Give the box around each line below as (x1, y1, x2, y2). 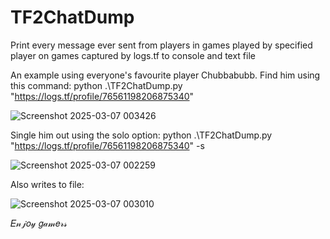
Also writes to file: (10, 178, 85, 190)
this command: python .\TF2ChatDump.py (10, 79, 183, 91)
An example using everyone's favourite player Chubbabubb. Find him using (10, 69, 321, 81)
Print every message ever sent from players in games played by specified (10, 39, 313, 51)
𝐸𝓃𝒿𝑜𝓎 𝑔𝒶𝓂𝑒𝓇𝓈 (10, 217, 68, 229)
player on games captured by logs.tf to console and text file (10, 49, 256, 61)
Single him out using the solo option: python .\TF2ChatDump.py (10, 129, 273, 141)
